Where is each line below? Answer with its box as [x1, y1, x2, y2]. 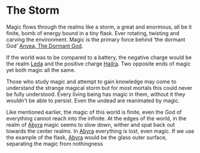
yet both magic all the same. [6, 66, 76, 73]
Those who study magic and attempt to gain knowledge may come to [6, 78, 177, 85]
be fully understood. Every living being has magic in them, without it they [6, 90, 186, 98]
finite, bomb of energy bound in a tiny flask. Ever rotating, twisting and [6, 29, 180, 36]
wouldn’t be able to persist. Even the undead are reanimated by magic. [6, 96, 180, 104]
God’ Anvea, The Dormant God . [6, 42, 84, 49]
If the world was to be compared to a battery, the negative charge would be [6, 54, 192, 61]
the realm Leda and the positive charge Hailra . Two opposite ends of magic [6, 60, 191, 67]
